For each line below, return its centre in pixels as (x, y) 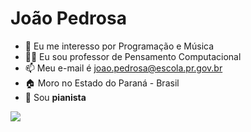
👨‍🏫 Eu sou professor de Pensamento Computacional (133, 56)
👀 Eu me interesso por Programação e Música (119, 46)
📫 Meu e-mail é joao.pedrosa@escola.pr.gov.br (123, 68)
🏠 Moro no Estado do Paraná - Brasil (102, 83)
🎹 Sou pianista (55, 97)
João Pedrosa (68, 18)
